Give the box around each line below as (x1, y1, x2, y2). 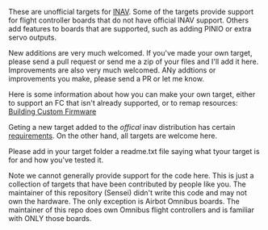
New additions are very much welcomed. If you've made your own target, (8, 48, 253, 57)
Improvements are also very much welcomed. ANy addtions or (8, 65, 216, 75)
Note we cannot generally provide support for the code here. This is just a (8, 171, 254, 180)
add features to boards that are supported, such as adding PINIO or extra (8, 24, 252, 33)
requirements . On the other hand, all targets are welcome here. (8, 131, 218, 140)
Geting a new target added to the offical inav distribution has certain (8, 123, 236, 132)
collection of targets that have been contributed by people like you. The (8, 179, 246, 189)
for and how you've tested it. (8, 155, 104, 165)
